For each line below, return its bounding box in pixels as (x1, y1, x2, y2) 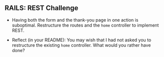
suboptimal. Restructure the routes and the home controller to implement (11, 22, 159, 28)
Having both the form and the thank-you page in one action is (11, 17, 139, 23)
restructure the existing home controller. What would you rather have (11, 42, 151, 48)
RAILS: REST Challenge (4, 4, 78, 12)
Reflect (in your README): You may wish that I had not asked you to (11, 37, 152, 43)
